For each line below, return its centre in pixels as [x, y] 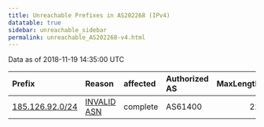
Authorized [188, 79]
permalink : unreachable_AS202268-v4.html [77, 37]
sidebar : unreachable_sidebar [58, 30]
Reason [99, 84]
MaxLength [238, 84]
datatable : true [35, 23]
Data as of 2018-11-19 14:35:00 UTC [66, 60]
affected [140, 84]
